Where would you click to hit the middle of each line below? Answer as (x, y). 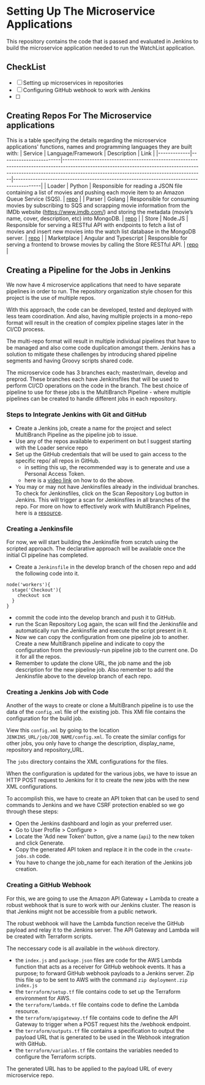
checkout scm (34, 595)
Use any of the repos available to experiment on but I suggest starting (103, 441)
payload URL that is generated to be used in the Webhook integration (102, 1037)
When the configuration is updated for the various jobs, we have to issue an (102, 773)
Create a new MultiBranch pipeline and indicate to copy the (90, 643)
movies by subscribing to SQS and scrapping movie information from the (98, 205)
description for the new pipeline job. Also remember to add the (94, 669)
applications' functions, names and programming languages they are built (99, 147)
